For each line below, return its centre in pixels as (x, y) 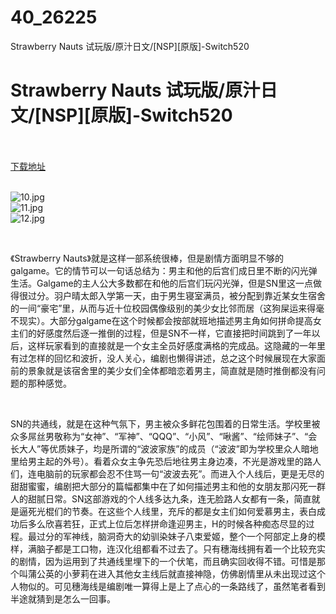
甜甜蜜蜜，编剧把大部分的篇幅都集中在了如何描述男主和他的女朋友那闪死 (159, 486)
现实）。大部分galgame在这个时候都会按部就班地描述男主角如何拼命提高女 (170, 320)
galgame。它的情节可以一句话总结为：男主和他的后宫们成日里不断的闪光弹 (164, 270)
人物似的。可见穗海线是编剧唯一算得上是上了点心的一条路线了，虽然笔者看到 (168, 586)
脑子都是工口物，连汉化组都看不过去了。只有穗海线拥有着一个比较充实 (181, 548)
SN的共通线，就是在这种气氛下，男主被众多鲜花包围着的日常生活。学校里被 (165, 423)
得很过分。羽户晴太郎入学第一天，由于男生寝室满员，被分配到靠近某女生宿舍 (168, 295)
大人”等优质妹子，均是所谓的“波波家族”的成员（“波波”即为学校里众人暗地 (168, 448)
